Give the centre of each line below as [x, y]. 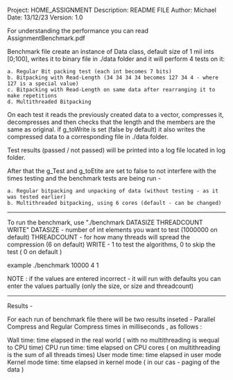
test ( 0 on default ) [35, 252]
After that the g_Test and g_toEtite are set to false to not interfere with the [112, 171]
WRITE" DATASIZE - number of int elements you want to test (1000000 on [112, 230]
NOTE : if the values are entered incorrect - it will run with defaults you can [114, 279]
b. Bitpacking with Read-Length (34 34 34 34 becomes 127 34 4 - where [113, 78]
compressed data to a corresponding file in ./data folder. [88, 137]
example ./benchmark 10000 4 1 [53, 265]
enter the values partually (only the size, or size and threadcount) [101, 286]
